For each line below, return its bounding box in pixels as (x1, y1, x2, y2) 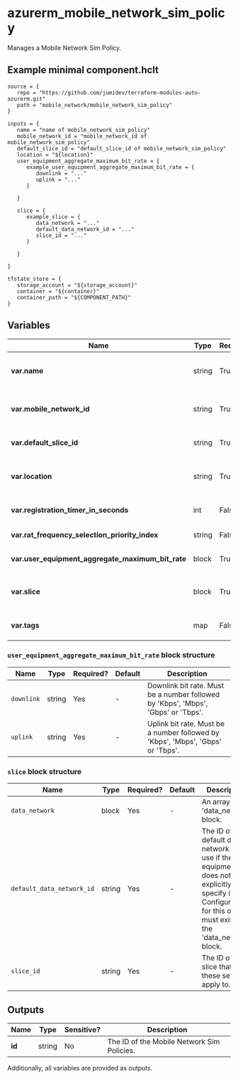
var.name (11, 365, 44, 375)
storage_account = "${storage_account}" (16, 282, 138, 289)
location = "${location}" (16, 151, 93, 158)
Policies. (107, 1045, 136, 1055)
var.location (11, 471, 52, 481)
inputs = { (7, 120, 40, 127)
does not (201, 870, 232, 880)
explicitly (201, 880, 232, 890)
